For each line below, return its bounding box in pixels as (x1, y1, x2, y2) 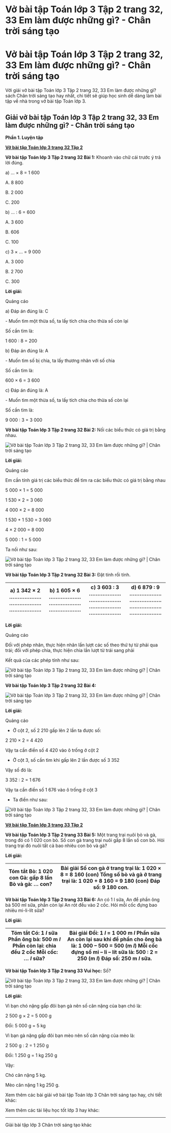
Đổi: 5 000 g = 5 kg (5, 1022, 46, 1028)
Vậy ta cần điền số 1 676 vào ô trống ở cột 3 (5, 786, 98, 792)
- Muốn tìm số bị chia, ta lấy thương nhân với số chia (5, 357, 115, 364)
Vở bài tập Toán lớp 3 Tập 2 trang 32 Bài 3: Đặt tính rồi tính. (5, 571, 131, 577)
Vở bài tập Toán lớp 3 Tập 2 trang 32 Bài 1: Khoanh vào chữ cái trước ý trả (5, 154, 161, 160)
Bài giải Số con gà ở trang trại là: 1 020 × (61, 864, 161, 872)
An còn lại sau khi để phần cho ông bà (67, 935, 162, 943)
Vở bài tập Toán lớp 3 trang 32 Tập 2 (5, 144, 83, 150)
